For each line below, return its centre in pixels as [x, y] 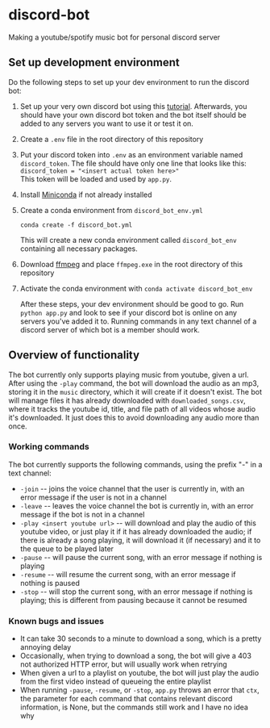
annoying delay [46, 647]
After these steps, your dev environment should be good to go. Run [132, 303]
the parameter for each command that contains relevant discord [126, 699]
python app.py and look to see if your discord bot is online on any [129, 312]
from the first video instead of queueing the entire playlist [115, 682]
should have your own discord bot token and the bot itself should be [133, 115]
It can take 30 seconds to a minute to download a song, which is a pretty [141, 638]
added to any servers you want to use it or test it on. [106, 123]
